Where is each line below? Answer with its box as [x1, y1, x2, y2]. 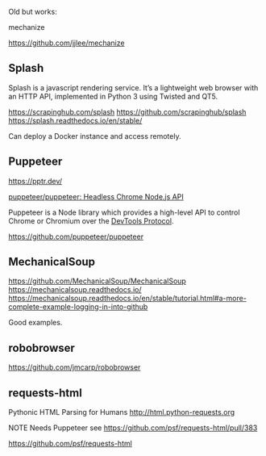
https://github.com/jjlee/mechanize [8, 38, 125, 48]
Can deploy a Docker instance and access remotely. [8, 131, 181, 140]
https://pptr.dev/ [8, 176, 63, 186]
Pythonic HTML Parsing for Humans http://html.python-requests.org [8, 408, 235, 417]
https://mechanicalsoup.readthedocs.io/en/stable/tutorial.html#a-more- [8, 294, 247, 303]
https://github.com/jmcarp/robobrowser [8, 362, 141, 372]
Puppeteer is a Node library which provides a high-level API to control [8, 207, 240, 217]
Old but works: [8, 7, 58, 16]
